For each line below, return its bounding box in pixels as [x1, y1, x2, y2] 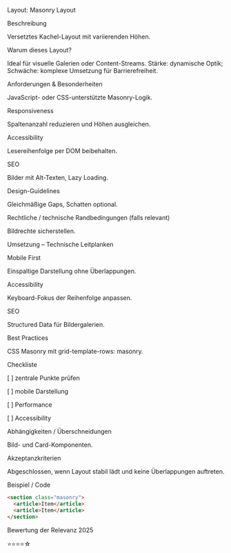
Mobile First [7, 254, 41, 261]
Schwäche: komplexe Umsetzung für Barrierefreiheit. [7, 67, 159, 74]
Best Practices [7, 334, 48, 342]
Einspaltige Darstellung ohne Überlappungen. [7, 267, 137, 275]
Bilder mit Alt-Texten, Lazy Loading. [7, 174, 109, 181]
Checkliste [7, 361, 38, 368]
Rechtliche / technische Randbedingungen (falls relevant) [7, 214, 170, 221]
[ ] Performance [7, 401, 52, 409]
